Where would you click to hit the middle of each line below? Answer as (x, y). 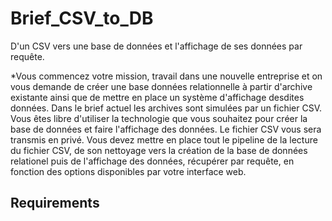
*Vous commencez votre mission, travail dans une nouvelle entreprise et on (166, 76)
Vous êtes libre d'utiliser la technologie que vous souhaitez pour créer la (159, 118)
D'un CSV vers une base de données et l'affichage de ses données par (156, 46)
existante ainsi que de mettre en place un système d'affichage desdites (157, 97)
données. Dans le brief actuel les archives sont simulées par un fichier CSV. (166, 108)
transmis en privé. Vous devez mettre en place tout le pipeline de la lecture (164, 139)
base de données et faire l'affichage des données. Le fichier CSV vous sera (166, 129)
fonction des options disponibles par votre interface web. (128, 171)
